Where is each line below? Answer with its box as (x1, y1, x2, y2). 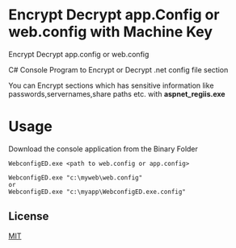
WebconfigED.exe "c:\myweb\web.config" (8, 173, 143, 182)
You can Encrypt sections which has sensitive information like (8, 81, 214, 90)
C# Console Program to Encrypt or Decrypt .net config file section (8, 64, 229, 74)
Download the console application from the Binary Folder (8, 143, 198, 154)
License (8, 209, 49, 223)
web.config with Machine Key (8, 23, 213, 41)
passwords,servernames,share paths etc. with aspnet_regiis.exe (8, 89, 225, 98)
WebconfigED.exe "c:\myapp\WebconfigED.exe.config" (8, 188, 186, 196)
